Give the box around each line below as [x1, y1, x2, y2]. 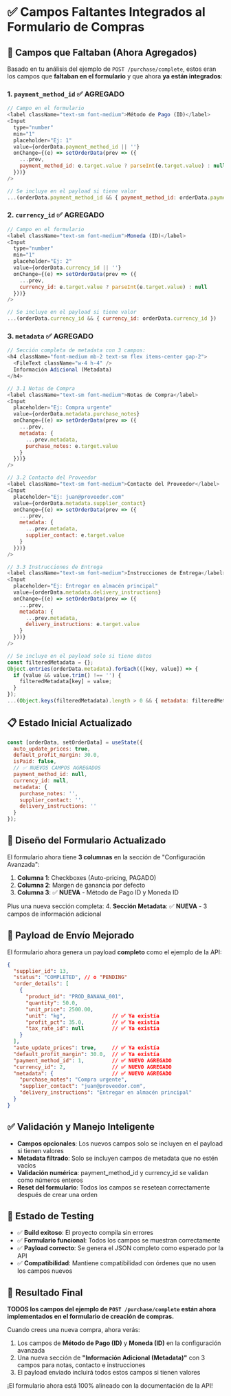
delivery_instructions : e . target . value [25, 621, 140, 628]
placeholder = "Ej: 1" [13, 137, 72, 144]
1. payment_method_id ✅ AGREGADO [7, 89, 125, 98]
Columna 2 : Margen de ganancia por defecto [16, 881, 146, 889]
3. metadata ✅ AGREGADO [7, 332, 94, 341]
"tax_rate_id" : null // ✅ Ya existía [25, 1025, 159, 1032]
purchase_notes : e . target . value [25, 442, 118, 449]
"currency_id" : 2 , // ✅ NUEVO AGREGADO [13, 1064, 172, 1071]
